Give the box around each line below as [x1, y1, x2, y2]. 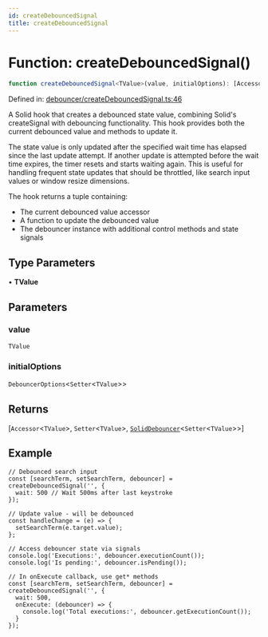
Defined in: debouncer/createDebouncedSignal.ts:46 [8, 94, 183, 104]
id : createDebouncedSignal [8, 11, 98, 20]
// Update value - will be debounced [8, 509, 134, 518]
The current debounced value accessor [19, 207, 150, 217]
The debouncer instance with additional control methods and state [19, 225, 239, 234]
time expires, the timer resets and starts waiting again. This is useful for [8, 159, 243, 169]
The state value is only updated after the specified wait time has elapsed [8, 142, 247, 152]
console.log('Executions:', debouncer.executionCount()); [8, 551, 205, 559]
